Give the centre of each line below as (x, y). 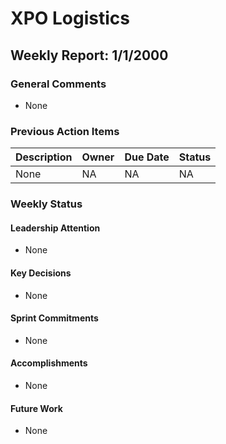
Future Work (36, 408)
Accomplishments (49, 363)
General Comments (58, 84)
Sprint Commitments (54, 318)
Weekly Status (46, 204)
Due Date (147, 157)
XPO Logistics (70, 18)
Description (44, 157)
